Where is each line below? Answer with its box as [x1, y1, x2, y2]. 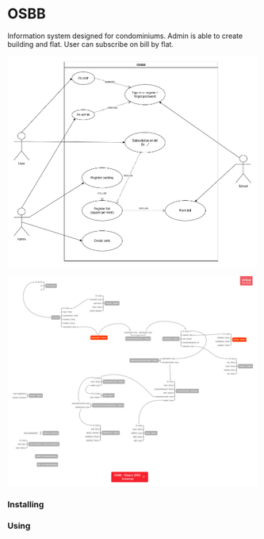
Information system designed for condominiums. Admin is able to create [7, 31, 243, 40]
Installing [7, 499, 44, 510]
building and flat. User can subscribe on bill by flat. [7, 39, 174, 48]
